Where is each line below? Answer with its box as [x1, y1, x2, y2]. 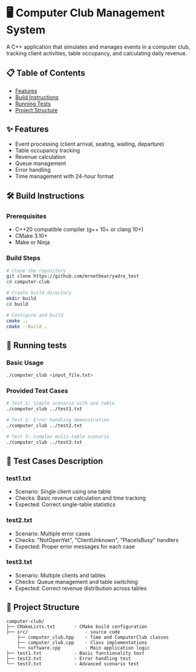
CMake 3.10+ [15, 232, 48, 240]
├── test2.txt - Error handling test [6, 655, 131, 662]
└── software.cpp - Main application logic [17, 645, 150, 651]
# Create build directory [6, 290, 71, 296]
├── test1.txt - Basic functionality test [6, 650, 145, 656]
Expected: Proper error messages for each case [15, 543, 135, 550]
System [6, 23, 46, 37]
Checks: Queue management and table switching [15, 578, 138, 585]
